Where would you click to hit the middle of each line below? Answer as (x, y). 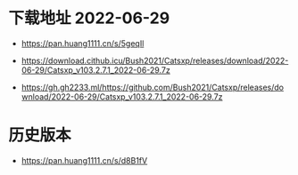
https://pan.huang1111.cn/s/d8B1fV (84, 160)
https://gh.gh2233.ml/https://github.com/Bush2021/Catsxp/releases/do (153, 87)
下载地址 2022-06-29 (89, 18)
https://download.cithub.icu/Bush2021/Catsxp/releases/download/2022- (155, 60)
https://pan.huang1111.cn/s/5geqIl (83, 43)
